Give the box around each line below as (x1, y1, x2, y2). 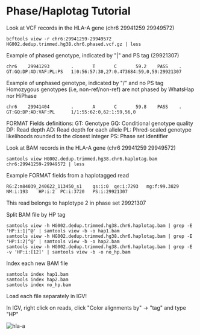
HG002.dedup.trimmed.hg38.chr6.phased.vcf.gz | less (6, 41, 142, 47)
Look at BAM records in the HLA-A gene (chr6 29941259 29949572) (6, 144, 176, 152)
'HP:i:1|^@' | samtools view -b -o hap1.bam (6, 228, 120, 234)
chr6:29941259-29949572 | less (6, 161, 85, 167)
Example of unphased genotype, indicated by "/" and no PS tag (6, 79, 164, 86)
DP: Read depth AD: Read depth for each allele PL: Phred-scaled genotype (6, 126, 192, 133)
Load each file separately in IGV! (6, 292, 87, 299)
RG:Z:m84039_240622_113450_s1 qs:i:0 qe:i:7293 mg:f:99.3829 (6, 183, 180, 190)
